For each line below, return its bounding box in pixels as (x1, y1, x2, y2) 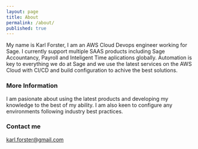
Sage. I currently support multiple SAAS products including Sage (6, 48, 165, 55)
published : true (6, 25, 47, 31)
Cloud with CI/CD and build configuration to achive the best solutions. (6, 66, 178, 74)
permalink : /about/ (6, 20, 55, 26)
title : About (6, 14, 39, 20)
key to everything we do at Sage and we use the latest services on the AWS (6, 61, 192, 68)
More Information (6, 81, 58, 90)
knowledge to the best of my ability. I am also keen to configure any (6, 102, 173, 109)
